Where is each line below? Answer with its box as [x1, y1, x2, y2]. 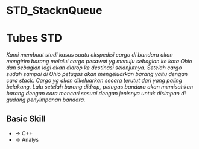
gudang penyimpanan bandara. [6, 96, 86, 103]
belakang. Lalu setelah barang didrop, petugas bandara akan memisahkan [6, 83, 194, 90]
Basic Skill [6, 113, 46, 124]
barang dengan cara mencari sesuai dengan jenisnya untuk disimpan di [6, 90, 186, 97]
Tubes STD [6, 31, 62, 45]
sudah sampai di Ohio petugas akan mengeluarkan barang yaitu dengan [6, 71, 188, 78]
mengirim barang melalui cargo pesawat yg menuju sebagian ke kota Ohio [6, 58, 192, 65]
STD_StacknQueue [6, 4, 103, 17]
